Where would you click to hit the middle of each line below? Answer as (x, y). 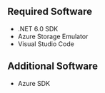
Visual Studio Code (46, 44)
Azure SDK (34, 83)
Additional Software (53, 66)
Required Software (50, 12)
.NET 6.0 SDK (38, 28)
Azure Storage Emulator (53, 36)
